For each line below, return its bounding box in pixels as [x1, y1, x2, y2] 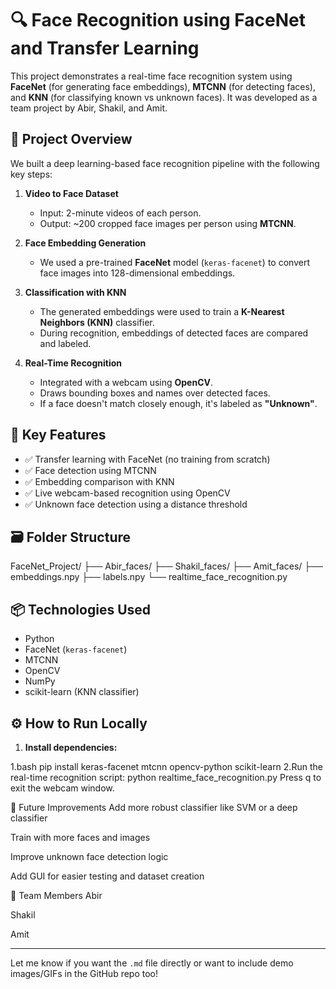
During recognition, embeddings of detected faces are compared [39, 327, 309, 339]
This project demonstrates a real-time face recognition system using [10, 70, 293, 82]
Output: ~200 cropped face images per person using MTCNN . [39, 217, 297, 229]
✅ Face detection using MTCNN [24, 464, 157, 476]
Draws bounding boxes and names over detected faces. [39, 387, 271, 399]
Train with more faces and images [10, 832, 151, 843]
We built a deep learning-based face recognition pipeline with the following [10, 157, 320, 169]
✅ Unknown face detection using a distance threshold [24, 498, 248, 510]
